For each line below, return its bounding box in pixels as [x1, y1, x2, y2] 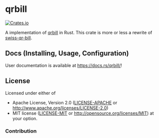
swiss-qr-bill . [5, 35, 32, 41]
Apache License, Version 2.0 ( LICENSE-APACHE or [12, 99, 118, 105]
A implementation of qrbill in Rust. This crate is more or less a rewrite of [5, 29, 153, 35]
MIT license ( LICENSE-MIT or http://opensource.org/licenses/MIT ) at [12, 110, 154, 116]
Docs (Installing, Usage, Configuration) [5, 49, 129, 58]
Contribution [5, 128, 37, 135]
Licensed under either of [5, 90, 56, 96]
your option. [12, 115, 37, 121]
